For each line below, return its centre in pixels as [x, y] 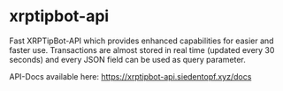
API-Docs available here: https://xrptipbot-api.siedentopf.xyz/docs [130, 76]
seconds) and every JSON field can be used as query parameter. [127, 59]
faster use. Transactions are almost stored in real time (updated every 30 [142, 49]
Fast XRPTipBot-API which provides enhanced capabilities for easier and [141, 41]
